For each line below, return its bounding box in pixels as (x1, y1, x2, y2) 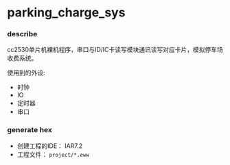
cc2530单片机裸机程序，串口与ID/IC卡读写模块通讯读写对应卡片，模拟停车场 (7, 46, 223, 54)
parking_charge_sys (7, 5, 126, 21)
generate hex (7, 125, 53, 135)
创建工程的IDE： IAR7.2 (16, 142, 83, 150)
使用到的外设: (7, 68, 46, 77)
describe (7, 29, 38, 39)
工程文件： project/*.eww (16, 150, 89, 158)
